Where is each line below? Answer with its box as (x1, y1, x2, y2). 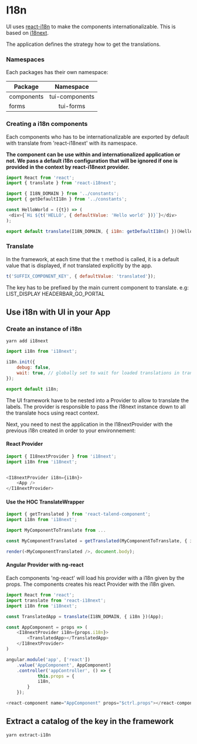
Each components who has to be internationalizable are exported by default (6, 133, 189, 140)
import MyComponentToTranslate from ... (6, 528, 107, 533)
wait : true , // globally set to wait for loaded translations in (16, 370, 180, 376)
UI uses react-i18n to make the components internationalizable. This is (6, 23, 176, 30)
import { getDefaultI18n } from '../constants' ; (6, 196, 127, 202)
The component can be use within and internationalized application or (6, 151, 181, 158)
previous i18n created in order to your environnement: (6, 427, 136, 434)
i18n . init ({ (6, 359, 35, 365)
